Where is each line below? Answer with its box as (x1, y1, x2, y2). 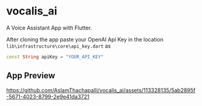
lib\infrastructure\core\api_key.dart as (6, 42, 111, 49)
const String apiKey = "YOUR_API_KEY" (6, 54, 104, 60)
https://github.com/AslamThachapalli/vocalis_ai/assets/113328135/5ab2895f (6, 86, 196, 94)
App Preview (6, 70, 55, 81)
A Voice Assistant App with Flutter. (6, 24, 92, 31)
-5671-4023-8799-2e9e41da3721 (6, 93, 90, 100)
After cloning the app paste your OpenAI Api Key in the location (6, 36, 164, 43)
